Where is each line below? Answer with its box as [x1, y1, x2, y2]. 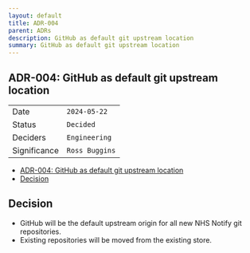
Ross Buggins [66, 145, 116, 155]
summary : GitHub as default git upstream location [8, 42, 180, 49]
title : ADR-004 [8, 19, 59, 27]
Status [12, 119, 37, 130]
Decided [66, 120, 96, 128]
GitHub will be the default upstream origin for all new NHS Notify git [19, 218, 243, 227]
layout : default [8, 11, 62, 20]
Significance [12, 144, 60, 156]
